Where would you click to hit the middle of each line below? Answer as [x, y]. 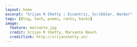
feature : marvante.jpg [33, 28]
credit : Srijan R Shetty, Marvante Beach [53, 32]
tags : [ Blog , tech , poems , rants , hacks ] [49, 19]
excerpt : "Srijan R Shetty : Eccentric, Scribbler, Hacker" [69, 14]
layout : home [19, 10]
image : [12, 23]
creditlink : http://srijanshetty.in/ [49, 37]
